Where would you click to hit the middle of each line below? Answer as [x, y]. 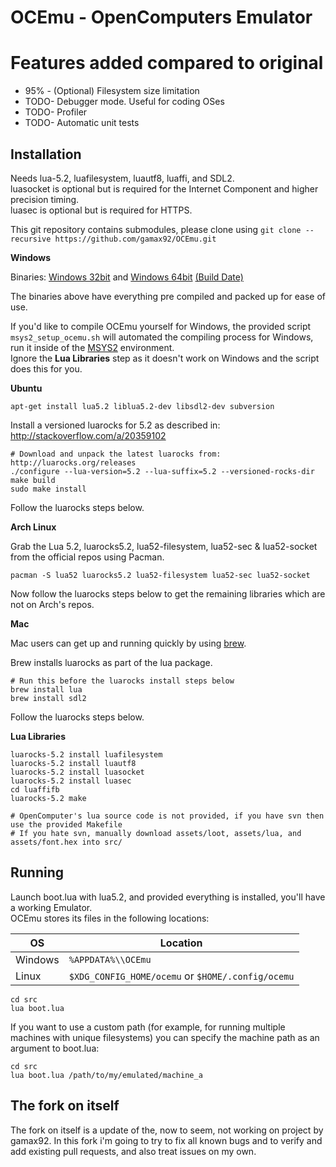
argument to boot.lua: [55, 1048]
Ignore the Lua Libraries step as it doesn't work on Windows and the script [165, 358]
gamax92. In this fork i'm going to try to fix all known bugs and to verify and [166, 1140]
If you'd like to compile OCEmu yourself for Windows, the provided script [161, 326]
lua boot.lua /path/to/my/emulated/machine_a [106, 1075]
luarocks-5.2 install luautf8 [73, 763]
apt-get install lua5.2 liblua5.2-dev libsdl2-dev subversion [142, 406]
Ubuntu [26, 388]
